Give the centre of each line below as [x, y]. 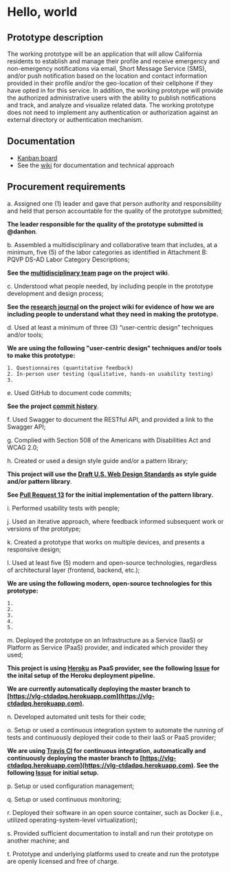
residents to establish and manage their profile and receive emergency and [113, 61]
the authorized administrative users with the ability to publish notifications [112, 98]
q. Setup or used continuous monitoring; [64, 799]
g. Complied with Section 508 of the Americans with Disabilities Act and [109, 440]
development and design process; [55, 293]
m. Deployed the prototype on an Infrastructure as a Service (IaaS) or [105, 640]
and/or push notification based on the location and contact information [107, 76]
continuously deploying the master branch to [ [75, 758]
